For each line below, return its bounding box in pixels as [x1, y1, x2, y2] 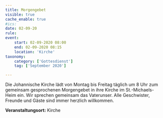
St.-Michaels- [125, 87, 154, 93]
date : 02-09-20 [5, 26, 37, 31]
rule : [5, 31, 17, 36]
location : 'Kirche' [14, 49, 55, 54]
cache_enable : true [5, 17, 46, 22]
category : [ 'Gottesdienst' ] [14, 59, 73, 64]
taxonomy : [5, 54, 26, 59]
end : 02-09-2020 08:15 [14, 45, 62, 50]
